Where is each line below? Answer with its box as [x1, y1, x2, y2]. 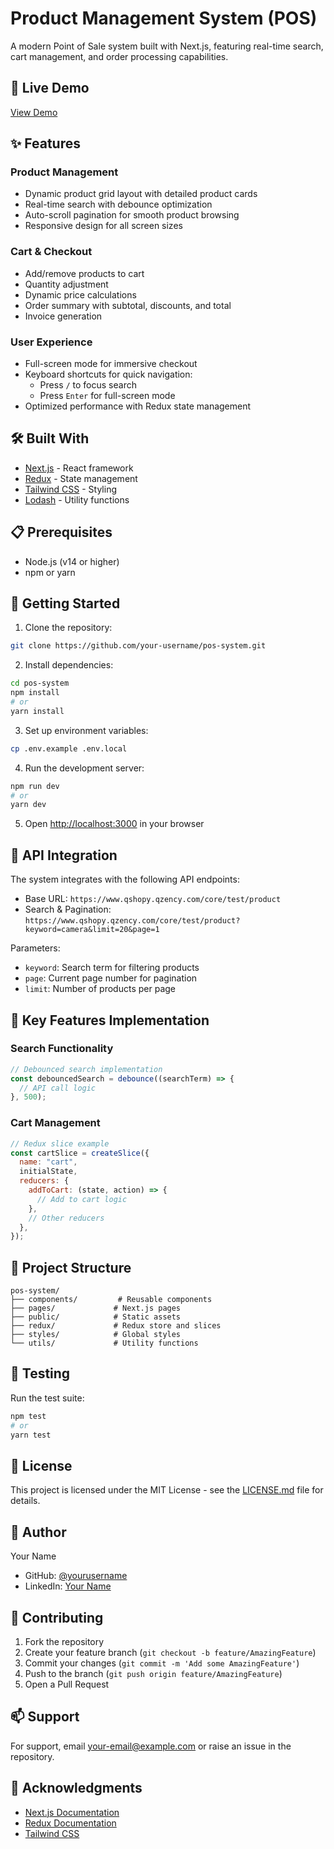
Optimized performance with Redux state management [24, 400, 252, 412]
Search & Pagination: [24, 903, 112, 916]
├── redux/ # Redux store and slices [10, 1321, 222, 1331]
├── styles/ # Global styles [10, 1330, 182, 1340]
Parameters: [10, 942, 61, 954]
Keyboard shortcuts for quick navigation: [24, 368, 193, 381]
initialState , [19, 1167, 78, 1177]
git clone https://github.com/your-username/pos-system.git [10, 641, 267, 651]
